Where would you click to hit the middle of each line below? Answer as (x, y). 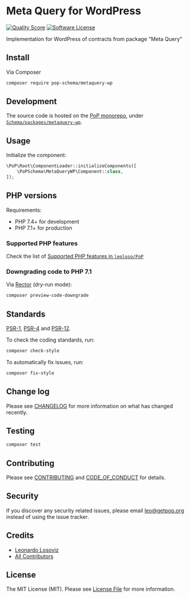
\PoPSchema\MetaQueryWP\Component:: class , (70, 172)
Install (18, 58)
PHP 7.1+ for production (43, 228)
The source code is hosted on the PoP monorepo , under (75, 116)
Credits (20, 536)
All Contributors (34, 556)
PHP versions (32, 195)
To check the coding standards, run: (50, 340)
